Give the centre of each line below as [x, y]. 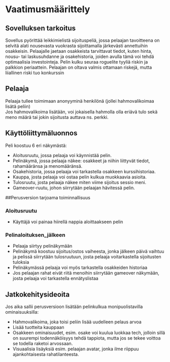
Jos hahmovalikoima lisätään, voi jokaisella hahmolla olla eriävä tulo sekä [81, 112]
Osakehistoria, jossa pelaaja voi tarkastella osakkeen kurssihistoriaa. [84, 171]
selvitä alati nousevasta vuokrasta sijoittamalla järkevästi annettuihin [77, 46]
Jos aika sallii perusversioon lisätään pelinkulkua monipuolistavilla [74, 307]
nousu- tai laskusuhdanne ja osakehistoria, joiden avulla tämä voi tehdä [80, 56]
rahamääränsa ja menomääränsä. [47, 166]
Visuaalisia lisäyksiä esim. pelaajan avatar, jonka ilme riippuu [76, 349]
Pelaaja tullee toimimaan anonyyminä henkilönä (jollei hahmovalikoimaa [80, 101]
